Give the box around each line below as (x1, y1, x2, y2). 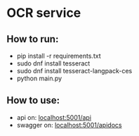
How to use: (6, 94, 60, 106)
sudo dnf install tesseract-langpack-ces (16, 67, 133, 75)
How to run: (6, 33, 59, 45)
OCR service (6, 5, 81, 21)
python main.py (16, 74, 62, 82)
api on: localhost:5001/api (16, 113, 92, 121)
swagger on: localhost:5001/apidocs (16, 120, 122, 129)
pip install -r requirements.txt (16, 51, 101, 60)
